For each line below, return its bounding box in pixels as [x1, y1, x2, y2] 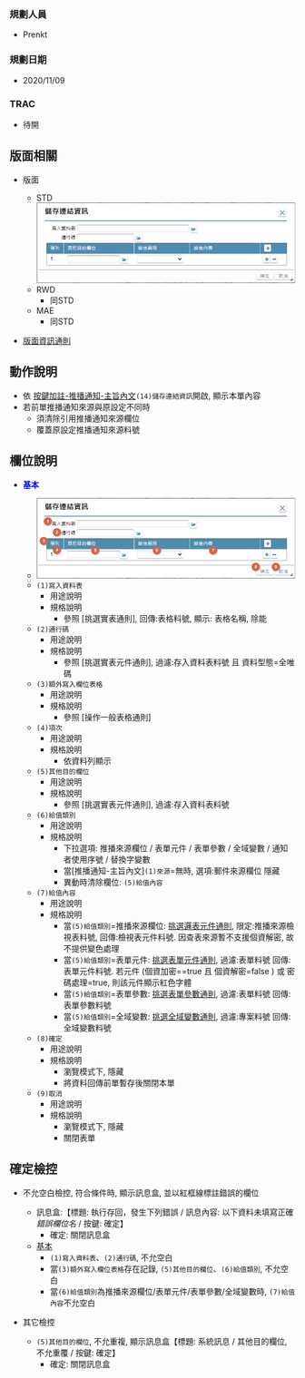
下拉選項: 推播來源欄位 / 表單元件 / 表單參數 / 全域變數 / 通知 [63, 842, 289, 854]
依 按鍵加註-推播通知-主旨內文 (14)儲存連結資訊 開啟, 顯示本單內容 [22, 390, 261, 401]
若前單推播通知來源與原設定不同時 [22, 401, 151, 412]
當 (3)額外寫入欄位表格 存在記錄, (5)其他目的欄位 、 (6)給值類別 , [49, 1263, 263, 1274]
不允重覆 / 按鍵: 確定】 [35, 1347, 121, 1358]
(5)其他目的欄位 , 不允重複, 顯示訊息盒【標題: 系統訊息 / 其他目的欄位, [35, 1335, 288, 1346]
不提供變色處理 [63, 943, 120, 953]
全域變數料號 [63, 1022, 112, 1033]
